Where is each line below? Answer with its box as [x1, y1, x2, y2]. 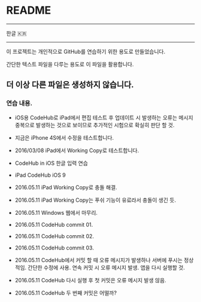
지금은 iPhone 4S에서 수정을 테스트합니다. [14, 134, 114, 141]
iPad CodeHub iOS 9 [14, 171, 66, 178]
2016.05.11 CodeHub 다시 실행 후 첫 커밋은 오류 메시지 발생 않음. [14, 276, 166, 283]
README [6, 4, 51, 17]
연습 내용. [6, 99, 33, 107]
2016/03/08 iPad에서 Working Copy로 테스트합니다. [14, 147, 139, 154]
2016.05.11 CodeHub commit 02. [14, 232, 95, 239]
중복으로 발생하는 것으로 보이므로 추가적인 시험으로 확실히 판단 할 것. [14, 121, 175, 128]
